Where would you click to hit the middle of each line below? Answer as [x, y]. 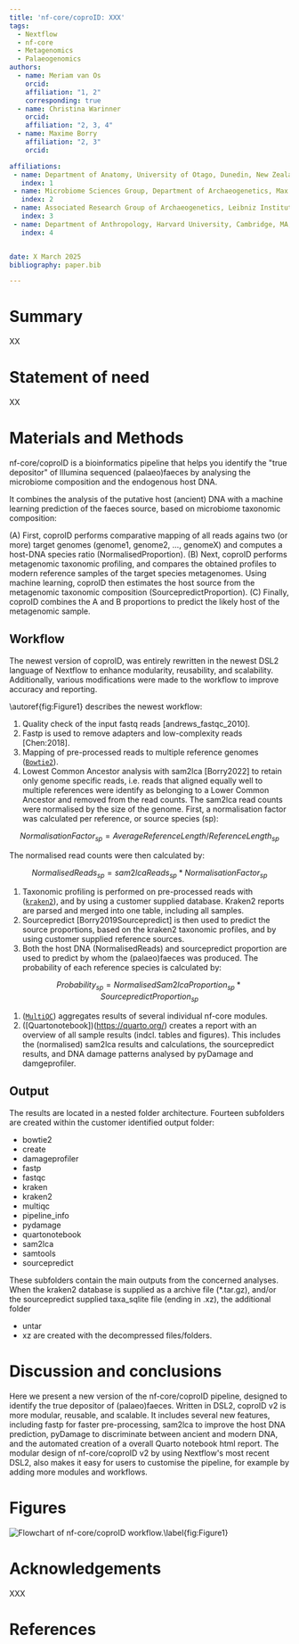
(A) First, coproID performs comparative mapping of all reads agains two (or [149, 535]
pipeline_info [45, 1215]
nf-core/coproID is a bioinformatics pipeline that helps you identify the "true [148, 463]
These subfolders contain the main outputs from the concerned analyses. [144, 1280]
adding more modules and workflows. [79, 1472]
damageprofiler [50, 1158]
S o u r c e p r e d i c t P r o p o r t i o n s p [149, 998]
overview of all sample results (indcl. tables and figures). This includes [151, 1035]
